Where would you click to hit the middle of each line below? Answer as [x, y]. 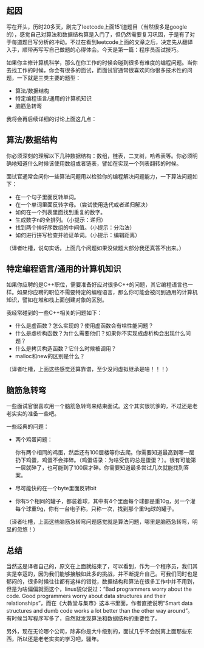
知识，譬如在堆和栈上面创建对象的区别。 [57, 300]
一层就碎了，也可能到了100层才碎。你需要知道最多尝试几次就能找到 [99, 468]
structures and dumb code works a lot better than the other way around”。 [100, 611]
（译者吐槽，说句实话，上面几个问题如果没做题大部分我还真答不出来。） [95, 248]
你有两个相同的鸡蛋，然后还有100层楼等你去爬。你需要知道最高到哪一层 [105, 453]
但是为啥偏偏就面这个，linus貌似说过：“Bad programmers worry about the [99, 589]
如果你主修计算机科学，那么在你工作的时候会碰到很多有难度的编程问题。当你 [102, 62]
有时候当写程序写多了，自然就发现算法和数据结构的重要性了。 [83, 618]
